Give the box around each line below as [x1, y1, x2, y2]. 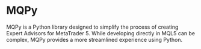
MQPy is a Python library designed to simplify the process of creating [6, 23, 179, 30]
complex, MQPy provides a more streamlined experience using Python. [6, 36, 182, 43]
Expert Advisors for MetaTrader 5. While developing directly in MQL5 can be [6, 29, 196, 36]
